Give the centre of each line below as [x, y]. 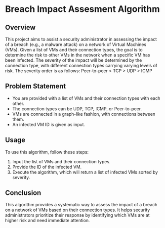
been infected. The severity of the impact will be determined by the [74, 60]
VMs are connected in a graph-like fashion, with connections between [84, 114]
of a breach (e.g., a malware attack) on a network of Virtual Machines [76, 45]
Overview [21, 27]
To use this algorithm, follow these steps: [47, 152]
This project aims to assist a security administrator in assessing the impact [81, 39]
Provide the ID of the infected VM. [47, 167]
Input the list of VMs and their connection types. [61, 161]
